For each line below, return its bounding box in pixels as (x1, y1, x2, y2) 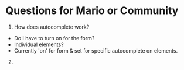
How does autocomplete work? (13, 23, 90, 30)
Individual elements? (13, 41, 64, 48)
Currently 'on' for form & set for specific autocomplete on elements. (13, 47, 178, 54)
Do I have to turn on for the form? (13, 34, 95, 41)
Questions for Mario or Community (5, 4, 179, 17)
